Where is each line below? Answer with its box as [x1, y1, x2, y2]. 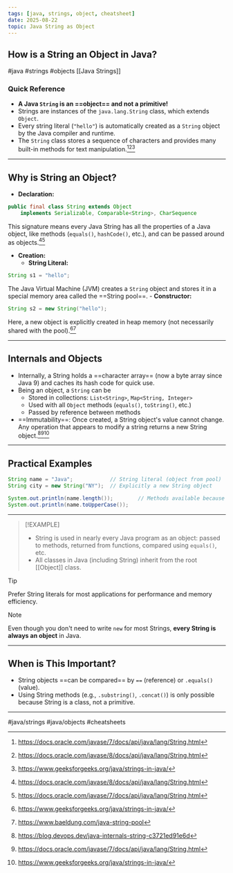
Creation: [17, 252, 46, 260]
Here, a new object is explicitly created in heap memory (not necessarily [8, 318, 214, 326]
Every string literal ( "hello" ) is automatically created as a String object [17, 122, 221, 130]
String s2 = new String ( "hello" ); [8, 306, 108, 312]
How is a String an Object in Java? [8, 48, 158, 60]
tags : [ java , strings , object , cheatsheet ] [8, 10, 136, 17]
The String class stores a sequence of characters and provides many [17, 136, 216, 145]
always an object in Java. [8, 631, 82, 639]
